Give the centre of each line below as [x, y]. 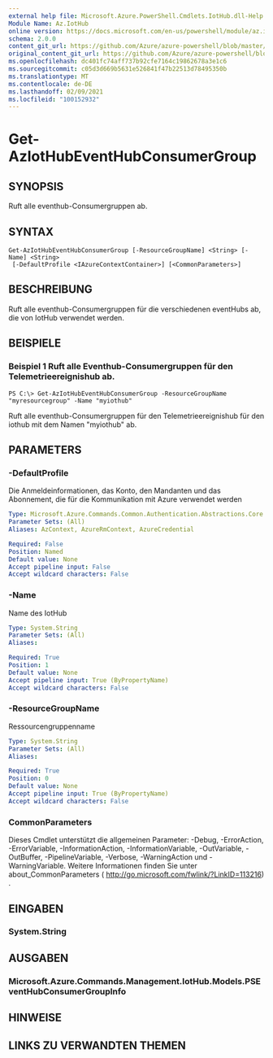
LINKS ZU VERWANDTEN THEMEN [97, 1045]
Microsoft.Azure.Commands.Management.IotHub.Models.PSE [135, 981]
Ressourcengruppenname [52, 726]
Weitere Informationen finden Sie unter [132, 866]
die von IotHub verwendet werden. [66, 317]
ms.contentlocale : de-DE [50, 84]
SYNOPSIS [36, 187]
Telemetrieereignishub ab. [62, 377]
